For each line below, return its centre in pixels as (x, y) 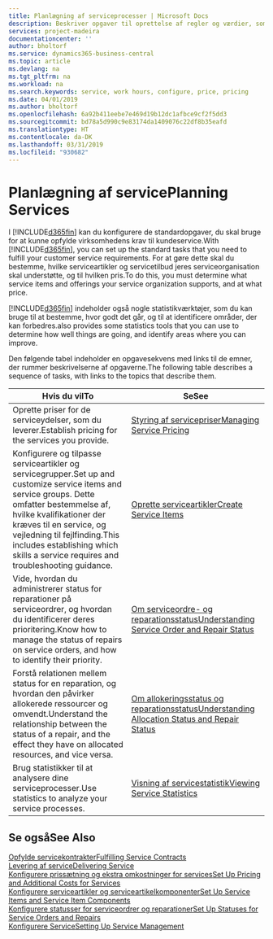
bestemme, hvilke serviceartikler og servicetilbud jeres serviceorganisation (134, 267)
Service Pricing (160, 430)
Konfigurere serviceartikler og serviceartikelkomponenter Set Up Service (129, 892)
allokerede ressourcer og (60, 704)
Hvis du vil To (68, 396)
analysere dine (41, 778)
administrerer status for (57, 589)
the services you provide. (61, 440)
